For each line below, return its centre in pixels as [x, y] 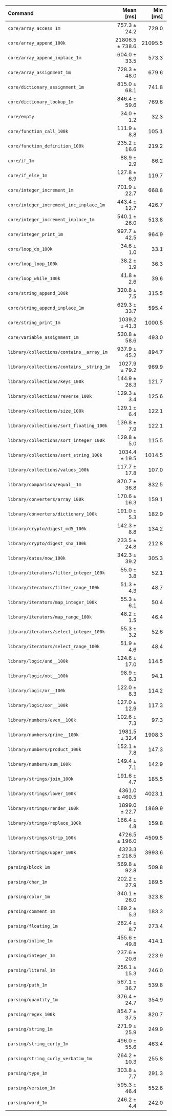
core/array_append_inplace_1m [45, 58]
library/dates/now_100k [37, 558]
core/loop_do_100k [30, 249]
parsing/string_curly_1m [38, 1044]
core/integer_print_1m [35, 234]
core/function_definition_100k [46, 146]
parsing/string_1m [30, 1029]
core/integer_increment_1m [41, 190]
